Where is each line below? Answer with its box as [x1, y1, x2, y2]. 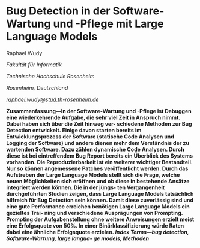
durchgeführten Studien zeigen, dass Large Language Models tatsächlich [6, 190, 194, 197]
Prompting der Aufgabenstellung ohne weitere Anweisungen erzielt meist [6, 216, 195, 223]
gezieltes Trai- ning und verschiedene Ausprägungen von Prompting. [6, 209, 183, 216]
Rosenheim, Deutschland [6, 84, 68, 91]
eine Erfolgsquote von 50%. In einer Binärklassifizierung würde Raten [6, 222, 184, 229]
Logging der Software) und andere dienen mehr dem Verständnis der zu [6, 139, 190, 146]
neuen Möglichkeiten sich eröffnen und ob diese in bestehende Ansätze [6, 177, 190, 185]
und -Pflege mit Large [53, 17, 164, 31]
